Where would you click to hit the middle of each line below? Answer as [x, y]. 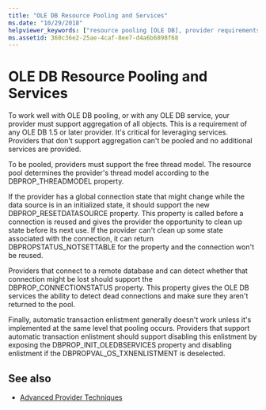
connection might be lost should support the [80, 279]
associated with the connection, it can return [81, 239]
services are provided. [45, 149]
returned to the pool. [42, 305]
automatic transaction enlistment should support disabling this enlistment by [133, 336]
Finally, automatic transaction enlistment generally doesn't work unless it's [130, 320]
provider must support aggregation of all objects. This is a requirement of [128, 124]
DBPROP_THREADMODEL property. [66, 181]
